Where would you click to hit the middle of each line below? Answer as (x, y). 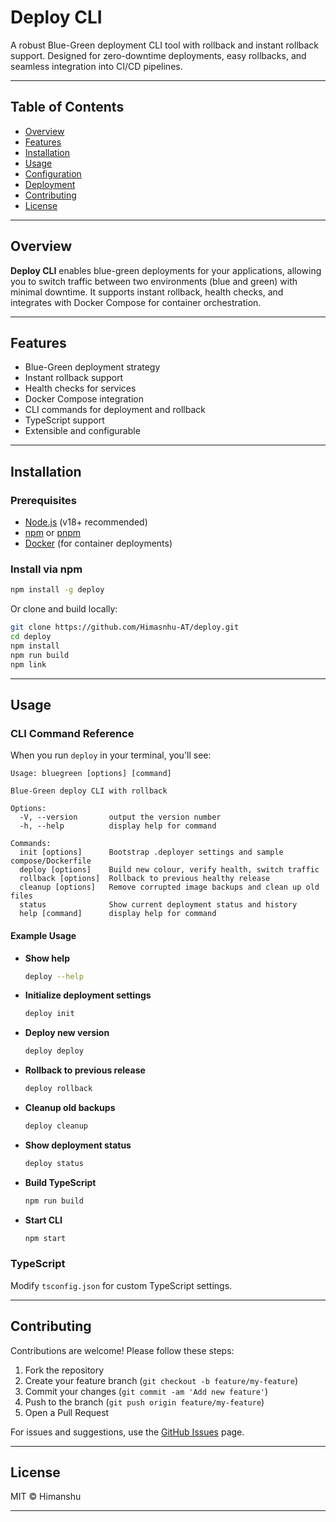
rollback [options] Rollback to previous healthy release (145, 879)
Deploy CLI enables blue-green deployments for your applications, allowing (166, 270)
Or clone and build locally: (64, 609)
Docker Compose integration (84, 399)
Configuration (53, 173)
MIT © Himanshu (46, 1497)
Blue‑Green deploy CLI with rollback (89, 791)
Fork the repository (64, 1370)
